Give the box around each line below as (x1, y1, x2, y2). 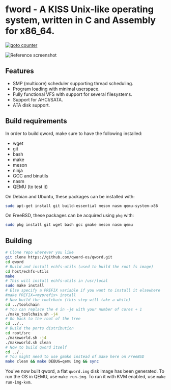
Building (5, 236, 32, 245)
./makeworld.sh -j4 (5, 335, 47, 340)
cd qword (5, 259, 24, 265)
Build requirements (5, 117, 67, 125)
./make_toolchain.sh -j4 (5, 311, 58, 317)
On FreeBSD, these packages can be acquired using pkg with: (5, 213, 134, 219)
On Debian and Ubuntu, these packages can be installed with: (5, 193, 135, 199)
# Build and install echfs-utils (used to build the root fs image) (5, 264, 154, 269)
